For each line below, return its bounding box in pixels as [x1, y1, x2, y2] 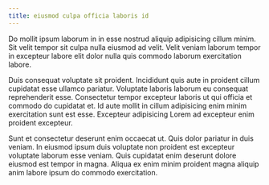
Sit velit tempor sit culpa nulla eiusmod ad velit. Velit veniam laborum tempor [8, 42, 261, 52]
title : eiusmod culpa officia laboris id [8, 11, 149, 20]
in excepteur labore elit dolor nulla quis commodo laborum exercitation [8, 51, 243, 60]
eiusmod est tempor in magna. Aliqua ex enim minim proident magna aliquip [8, 158, 259, 169]
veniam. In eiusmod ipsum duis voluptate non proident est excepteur [8, 142, 235, 151]
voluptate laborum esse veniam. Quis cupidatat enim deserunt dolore [8, 150, 237, 160]
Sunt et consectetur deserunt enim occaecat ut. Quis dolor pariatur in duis [8, 134, 255, 143]
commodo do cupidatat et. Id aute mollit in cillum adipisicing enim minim [8, 101, 247, 110]
